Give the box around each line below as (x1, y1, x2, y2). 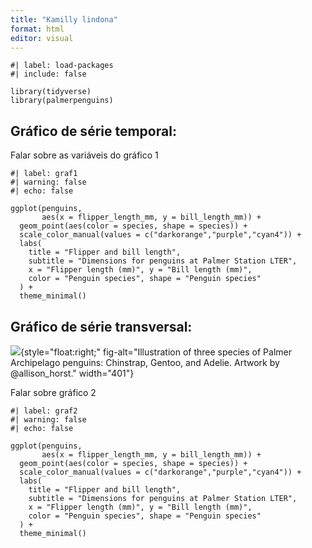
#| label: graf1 (10, 169, 78, 179)
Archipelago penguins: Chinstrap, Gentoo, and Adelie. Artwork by (10, 357, 280, 368)
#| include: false (10, 69, 87, 80)
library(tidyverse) (10, 87, 92, 97)
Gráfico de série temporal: (10, 122, 177, 140)
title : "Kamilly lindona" (10, 14, 118, 25)
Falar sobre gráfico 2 (10, 387, 97, 398)
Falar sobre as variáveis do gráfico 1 (10, 149, 159, 161)
